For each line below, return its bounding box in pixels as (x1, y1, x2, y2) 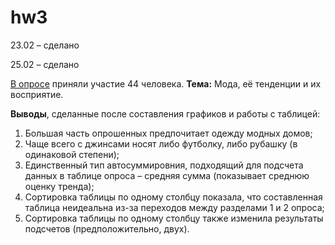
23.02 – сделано (10, 39, 80, 51)
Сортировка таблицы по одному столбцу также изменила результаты (24, 212, 324, 224)
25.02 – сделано (10, 58, 80, 70)
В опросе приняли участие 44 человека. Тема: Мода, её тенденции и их (10, 77, 322, 90)
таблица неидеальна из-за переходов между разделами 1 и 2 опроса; (24, 201, 325, 213)
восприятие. (10, 88, 64, 100)
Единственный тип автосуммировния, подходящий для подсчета (24, 159, 304, 171)
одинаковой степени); (24, 148, 120, 160)
